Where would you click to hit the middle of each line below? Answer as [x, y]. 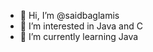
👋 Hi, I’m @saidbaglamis [69, 15]
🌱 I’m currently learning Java [79, 36]
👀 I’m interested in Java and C [81, 26]
